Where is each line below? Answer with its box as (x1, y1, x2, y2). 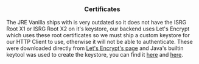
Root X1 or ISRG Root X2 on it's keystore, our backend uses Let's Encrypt (6, 25, 190, 32)
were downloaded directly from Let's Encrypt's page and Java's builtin (6, 44, 184, 52)
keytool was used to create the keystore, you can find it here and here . (6, 51, 184, 59)
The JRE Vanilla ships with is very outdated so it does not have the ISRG (6, 19, 187, 26)
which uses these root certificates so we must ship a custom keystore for (6, 32, 190, 39)
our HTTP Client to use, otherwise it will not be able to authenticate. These (6, 38, 193, 46)
